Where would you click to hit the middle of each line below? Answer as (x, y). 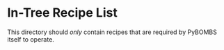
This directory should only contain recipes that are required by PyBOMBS (112, 32)
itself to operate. (31, 39)
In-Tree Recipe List (63, 13)
